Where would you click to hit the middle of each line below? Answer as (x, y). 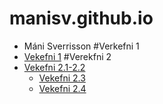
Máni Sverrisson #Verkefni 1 (81, 46)
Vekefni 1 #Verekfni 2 (67, 56)
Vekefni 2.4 (62, 88)
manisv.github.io (81, 18)
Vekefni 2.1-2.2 (54, 67)
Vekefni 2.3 (62, 78)
